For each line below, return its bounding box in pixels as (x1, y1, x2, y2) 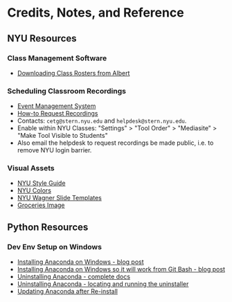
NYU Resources (7, 33, 78, 44)
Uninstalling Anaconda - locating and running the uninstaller (17, 280, 189, 288)
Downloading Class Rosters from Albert (17, 69, 130, 77)
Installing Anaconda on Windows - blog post (17, 258, 144, 266)
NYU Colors (17, 186, 52, 195)
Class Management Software (7, 53, 107, 63)
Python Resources (7, 221, 89, 233)
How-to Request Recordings (17, 109, 98, 118)
